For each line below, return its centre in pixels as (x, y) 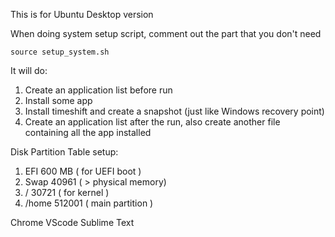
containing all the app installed (88, 132)
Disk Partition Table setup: (64, 152)
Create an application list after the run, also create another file (152, 122)
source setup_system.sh (60, 52)
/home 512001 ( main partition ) (89, 203)
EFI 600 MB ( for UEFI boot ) (83, 171)
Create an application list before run (98, 90)
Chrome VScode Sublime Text (72, 222)
